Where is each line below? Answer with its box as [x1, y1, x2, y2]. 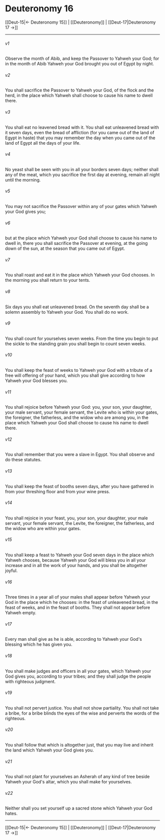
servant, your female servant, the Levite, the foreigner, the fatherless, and [5, 520, 155, 526]
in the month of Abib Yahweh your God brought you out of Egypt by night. [5, 61, 154, 67]
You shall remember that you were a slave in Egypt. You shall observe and [5, 451, 155, 457]
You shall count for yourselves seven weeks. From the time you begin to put [5, 335, 159, 341]
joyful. [5, 568, 18, 573]
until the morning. [5, 177, 41, 182]
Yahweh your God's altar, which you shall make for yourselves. [5, 779, 132, 785]
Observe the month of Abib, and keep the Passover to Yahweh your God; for [5, 56, 160, 61]
